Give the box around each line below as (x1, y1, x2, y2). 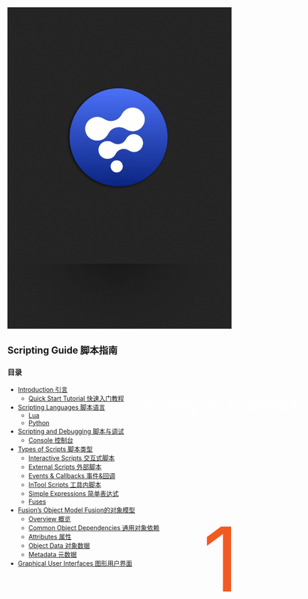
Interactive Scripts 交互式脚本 (28, 453, 115, 462)
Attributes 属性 (28, 532, 72, 541)
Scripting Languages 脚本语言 (17, 403, 105, 411)
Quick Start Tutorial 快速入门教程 (28, 394, 124, 403)
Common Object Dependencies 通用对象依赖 (28, 523, 160, 532)
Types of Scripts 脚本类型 (17, 445, 93, 453)
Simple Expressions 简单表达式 (28, 489, 120, 497)
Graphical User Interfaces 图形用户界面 (17, 558, 133, 568)
